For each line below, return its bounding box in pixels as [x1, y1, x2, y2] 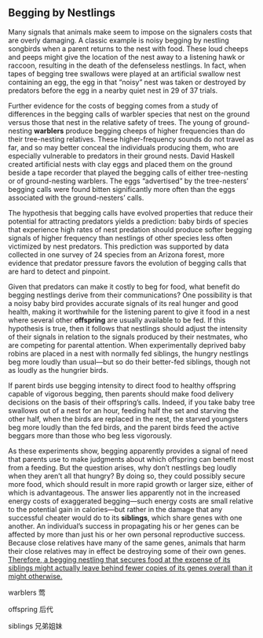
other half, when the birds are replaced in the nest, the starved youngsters [8, 414, 249, 423]
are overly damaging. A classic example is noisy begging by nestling [8, 35, 229, 45]
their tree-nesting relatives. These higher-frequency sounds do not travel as [8, 134, 254, 144]
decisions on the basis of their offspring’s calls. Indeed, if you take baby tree [8, 397, 255, 407]
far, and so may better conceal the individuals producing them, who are [8, 142, 239, 152]
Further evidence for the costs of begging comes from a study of [8, 101, 218, 110]
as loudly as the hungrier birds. [8, 365, 108, 374]
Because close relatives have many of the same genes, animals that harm [8, 538, 246, 548]
